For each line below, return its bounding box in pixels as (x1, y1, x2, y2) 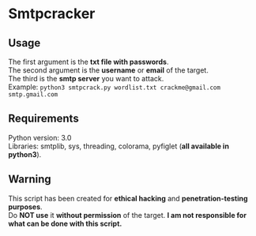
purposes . (8, 202, 43, 212)
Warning (8, 173, 51, 186)
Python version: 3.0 (8, 133, 72, 142)
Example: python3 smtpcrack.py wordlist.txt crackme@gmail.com (8, 82, 221, 92)
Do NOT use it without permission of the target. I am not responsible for (8, 210, 247, 219)
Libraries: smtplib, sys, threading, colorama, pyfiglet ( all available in (8, 141, 229, 151)
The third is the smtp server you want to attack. (8, 74, 164, 83)
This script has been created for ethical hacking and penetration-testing (8, 193, 248, 203)
